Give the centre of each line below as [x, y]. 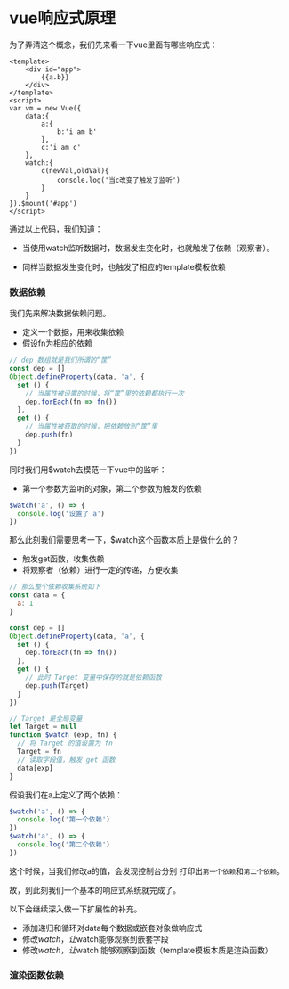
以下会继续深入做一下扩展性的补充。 [76, 909]
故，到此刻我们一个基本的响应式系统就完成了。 [95, 890]
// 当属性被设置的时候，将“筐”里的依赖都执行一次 [105, 393]
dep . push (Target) [57, 686]
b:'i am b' [77, 131]
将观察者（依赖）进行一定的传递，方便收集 [100, 570]
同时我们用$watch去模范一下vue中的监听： [88, 470]
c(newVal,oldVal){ [75, 170]
